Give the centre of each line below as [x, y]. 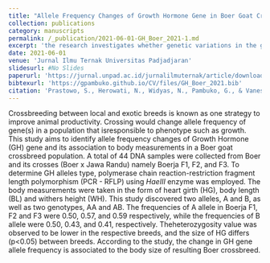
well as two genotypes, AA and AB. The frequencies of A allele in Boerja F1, [133, 208]
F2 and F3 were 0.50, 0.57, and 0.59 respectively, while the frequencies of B [134, 216]
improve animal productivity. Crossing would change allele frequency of [127, 122]
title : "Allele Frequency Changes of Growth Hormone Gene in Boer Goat [131, 16]
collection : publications [51, 23]
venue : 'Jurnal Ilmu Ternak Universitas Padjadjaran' [100, 61]
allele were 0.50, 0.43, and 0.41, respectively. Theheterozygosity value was [133, 224]
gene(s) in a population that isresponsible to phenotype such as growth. [127, 130]
